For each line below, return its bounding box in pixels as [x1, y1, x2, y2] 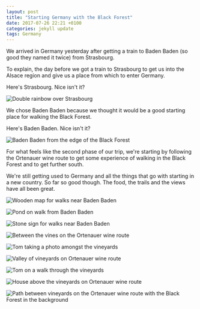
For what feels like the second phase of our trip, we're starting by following [6, 148, 192, 155]
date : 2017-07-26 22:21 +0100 [6, 20, 82, 26]
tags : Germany [6, 31, 42, 37]
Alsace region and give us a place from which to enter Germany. [6, 72, 165, 79]
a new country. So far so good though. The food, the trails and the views [6, 179, 186, 186]
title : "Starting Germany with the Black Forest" [6, 14, 133, 20]
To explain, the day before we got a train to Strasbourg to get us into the [6, 65, 184, 73]
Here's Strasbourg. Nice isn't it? [6, 83, 85, 91]
